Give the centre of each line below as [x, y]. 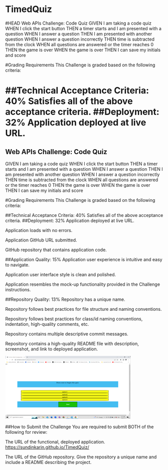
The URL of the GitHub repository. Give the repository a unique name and [81, 457]
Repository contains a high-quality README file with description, [72, 343]
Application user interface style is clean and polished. [61, 274]
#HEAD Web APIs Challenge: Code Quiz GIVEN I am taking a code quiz [78, 23]
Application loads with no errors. [39, 230]
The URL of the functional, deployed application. [55, 442]
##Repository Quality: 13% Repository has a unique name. [65, 299]
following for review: [26, 432]
